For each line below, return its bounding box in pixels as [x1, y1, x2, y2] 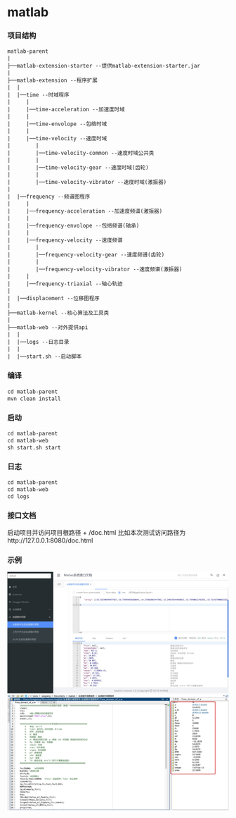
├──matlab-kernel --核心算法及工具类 [7, 309, 110, 317]
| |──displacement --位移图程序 [7, 295, 100, 302]
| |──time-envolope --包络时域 [7, 120, 107, 128]
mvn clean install [7, 395, 61, 402]
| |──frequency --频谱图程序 [7, 193, 91, 201]
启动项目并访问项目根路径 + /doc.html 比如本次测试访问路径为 [7, 528, 186, 536]
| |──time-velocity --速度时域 [7, 135, 107, 142]
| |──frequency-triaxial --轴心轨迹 [7, 280, 123, 287]
